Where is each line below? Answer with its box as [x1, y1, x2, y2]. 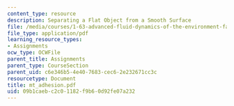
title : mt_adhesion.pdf [7, 82, 77, 89]
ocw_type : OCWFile [7, 50, 61, 56]
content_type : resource [7, 10, 77, 17]
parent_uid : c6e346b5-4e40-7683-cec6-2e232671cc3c [7, 68, 157, 75]
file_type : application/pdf [7, 29, 89, 37]
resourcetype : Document [7, 75, 77, 82]
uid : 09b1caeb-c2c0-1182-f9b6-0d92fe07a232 [7, 88, 136, 95]
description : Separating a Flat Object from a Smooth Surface [7, 17, 192, 24]
